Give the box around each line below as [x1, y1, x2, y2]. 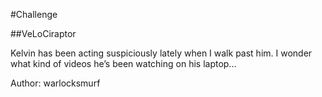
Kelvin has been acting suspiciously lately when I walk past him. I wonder [10, 47, 313, 59]
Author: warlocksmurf [10, 77, 101, 89]
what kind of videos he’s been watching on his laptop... [10, 58, 237, 69]
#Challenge [10, 9, 58, 20]
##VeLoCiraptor [10, 28, 77, 39]
